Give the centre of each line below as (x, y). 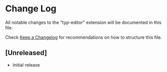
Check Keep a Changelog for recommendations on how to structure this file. (84, 37)
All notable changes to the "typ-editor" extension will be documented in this (83, 22)
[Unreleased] (26, 53)
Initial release (26, 65)
